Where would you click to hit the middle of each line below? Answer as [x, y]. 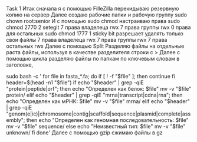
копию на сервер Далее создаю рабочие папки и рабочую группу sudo [97, 15]
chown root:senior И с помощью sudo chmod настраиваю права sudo [93, 21]
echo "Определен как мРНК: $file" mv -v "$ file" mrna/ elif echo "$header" [98, 101]
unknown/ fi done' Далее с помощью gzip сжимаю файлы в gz [85, 133]
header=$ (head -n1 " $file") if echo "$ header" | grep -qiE [75, 82]
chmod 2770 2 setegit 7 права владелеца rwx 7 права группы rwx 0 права [98, 27]
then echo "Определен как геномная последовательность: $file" [107, 120]
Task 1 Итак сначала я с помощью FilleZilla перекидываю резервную [93, 9]
